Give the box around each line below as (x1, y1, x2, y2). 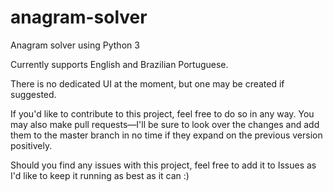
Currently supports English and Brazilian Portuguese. (10, 58, 229, 70)
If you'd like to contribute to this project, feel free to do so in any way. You (10, 107, 315, 120)
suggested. (10, 88, 57, 100)
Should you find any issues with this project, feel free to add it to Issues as (10, 159, 317, 171)
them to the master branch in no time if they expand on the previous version (10, 129, 323, 141)
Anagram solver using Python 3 (10, 39, 140, 51)
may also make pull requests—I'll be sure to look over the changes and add (10, 118, 320, 130)
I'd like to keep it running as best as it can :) (10, 169, 190, 181)
